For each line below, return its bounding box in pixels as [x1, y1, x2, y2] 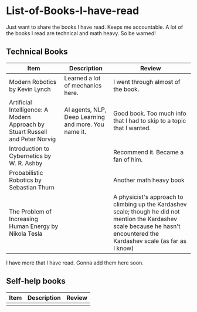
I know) [113, 244, 134, 252]
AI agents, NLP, [64, 106, 107, 114]
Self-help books [6, 276, 66, 286]
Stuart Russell [9, 127, 47, 135]
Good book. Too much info [113, 109, 186, 117]
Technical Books [6, 47, 69, 57]
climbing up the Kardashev [113, 200, 187, 208]
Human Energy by [9, 222, 59, 230]
